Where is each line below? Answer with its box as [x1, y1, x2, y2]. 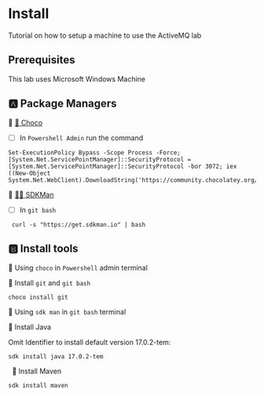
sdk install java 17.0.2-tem [8, 352, 104, 361]
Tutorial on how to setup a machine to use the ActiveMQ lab [8, 31, 202, 40]
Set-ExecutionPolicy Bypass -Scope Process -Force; [8, 148, 181, 157]
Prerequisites [8, 53, 75, 67]
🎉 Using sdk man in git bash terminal [8, 307, 126, 316]
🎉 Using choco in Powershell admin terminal [8, 263, 148, 272]
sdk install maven [8, 381, 68, 389]
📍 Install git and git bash [8, 278, 91, 287]
